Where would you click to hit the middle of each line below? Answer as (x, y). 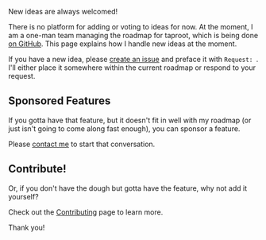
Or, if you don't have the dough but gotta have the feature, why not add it (128, 188)
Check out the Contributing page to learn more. (86, 212)
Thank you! (27, 227)
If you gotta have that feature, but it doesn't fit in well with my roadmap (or (130, 120)
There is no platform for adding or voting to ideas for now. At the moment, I (131, 27)
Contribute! (37, 169)
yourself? (23, 196)
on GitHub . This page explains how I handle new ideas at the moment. (123, 44)
